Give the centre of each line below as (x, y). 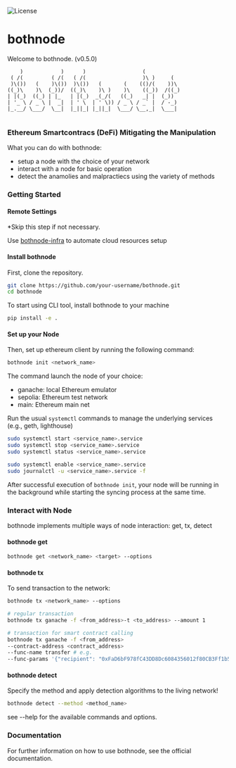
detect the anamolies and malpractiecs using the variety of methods (116, 177)
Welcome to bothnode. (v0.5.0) (52, 58)
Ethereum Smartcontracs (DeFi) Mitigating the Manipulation (112, 132)
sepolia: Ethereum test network (63, 397)
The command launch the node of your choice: (75, 376)
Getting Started (34, 195)
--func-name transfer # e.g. (50, 653)
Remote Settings (32, 211)
